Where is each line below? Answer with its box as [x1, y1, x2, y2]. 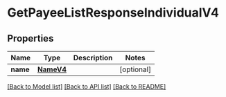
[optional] [119, 64, 151, 74]
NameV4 [37, 64, 67, 74]
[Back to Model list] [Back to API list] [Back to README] [7, 82, 166, 91]
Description [73, 53, 113, 62]
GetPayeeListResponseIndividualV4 [7, 5, 220, 21]
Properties [7, 33, 54, 44]
